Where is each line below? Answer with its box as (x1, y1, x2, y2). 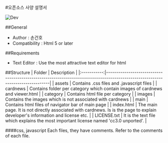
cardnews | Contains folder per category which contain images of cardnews (5, 86, 162, 92)
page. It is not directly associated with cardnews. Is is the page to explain (5, 107, 157, 113)
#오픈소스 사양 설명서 (5, 5, 47, 10)
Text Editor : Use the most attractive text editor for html (12, 60, 126, 65)
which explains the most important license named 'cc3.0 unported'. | (5, 118, 147, 123)
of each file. (5, 133, 30, 138)
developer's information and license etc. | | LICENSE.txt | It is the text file (5, 112, 155, 118)
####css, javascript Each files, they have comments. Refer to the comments (5, 127, 163, 133)
